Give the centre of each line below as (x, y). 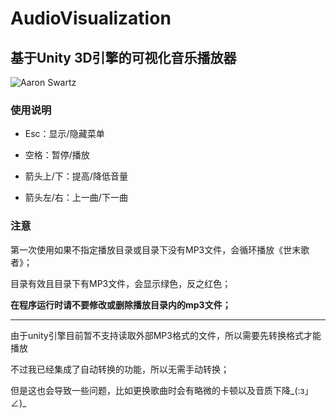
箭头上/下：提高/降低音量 (76, 176)
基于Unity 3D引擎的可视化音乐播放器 (123, 57)
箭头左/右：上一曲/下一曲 (76, 198)
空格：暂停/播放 (57, 155)
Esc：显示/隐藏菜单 (64, 134)
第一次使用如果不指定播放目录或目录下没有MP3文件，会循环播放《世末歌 (160, 249)
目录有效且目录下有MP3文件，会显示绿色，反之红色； (121, 283)
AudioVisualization (91, 18)
